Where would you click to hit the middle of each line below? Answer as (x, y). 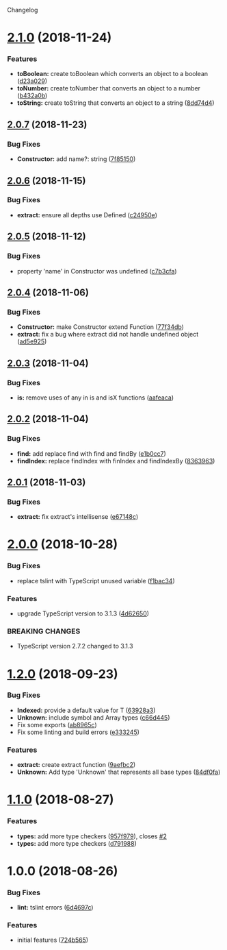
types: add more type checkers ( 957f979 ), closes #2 (92, 836)
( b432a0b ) (32, 96)
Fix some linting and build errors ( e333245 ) (78, 732)
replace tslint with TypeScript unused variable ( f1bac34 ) (96, 581)
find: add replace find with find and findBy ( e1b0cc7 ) (91, 453)
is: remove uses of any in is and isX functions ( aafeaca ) (95, 398)
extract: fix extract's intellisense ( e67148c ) (78, 517)
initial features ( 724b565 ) (53, 940)
